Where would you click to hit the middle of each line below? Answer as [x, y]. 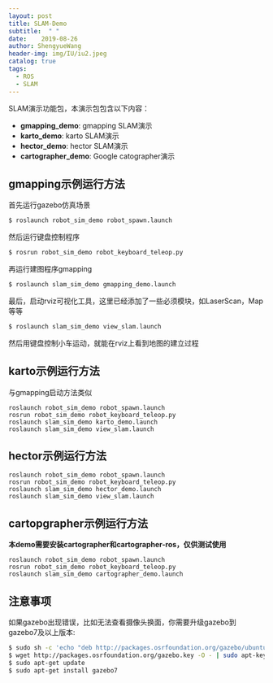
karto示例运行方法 [54, 371]
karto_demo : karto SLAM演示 [69, 136]
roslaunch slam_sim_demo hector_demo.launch [85, 489]
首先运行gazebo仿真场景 [50, 205]
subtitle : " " [34, 31]
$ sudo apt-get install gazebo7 [63, 670]
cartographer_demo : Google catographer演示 [97, 156]
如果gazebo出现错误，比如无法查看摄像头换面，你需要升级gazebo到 [123, 622]
